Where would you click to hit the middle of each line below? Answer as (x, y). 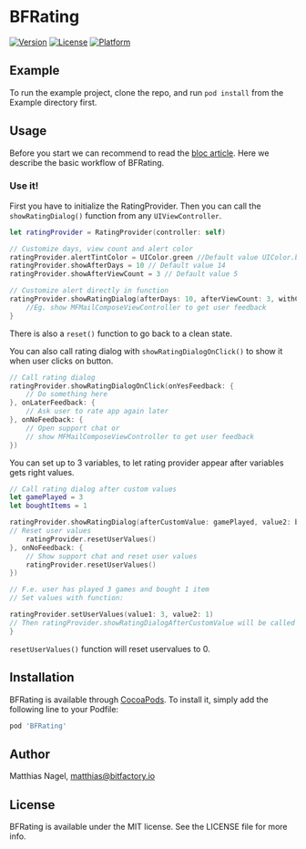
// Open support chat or (73, 428)
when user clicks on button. (61, 361)
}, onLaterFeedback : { (52, 403)
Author (30, 754)
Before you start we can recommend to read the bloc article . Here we (139, 153)
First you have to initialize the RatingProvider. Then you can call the (135, 206)
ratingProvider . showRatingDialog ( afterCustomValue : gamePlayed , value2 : (150, 522)
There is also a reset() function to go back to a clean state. (121, 333)
